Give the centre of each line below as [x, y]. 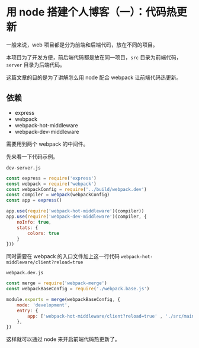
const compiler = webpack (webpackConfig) [58, 195]
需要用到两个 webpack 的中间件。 [47, 144]
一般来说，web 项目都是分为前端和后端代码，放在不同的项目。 [82, 45]
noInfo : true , [34, 222]
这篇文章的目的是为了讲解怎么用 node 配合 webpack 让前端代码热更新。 [94, 77]
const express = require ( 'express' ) [51, 178]
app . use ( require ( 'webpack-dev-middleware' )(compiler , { [76, 217]
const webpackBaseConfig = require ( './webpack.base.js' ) [78, 289]
